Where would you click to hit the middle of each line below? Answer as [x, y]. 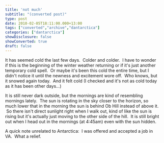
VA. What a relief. [23, 136]
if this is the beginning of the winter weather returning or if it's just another [81, 65]
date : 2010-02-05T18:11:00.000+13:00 [44, 23]
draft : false [18, 46]
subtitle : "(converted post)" [36, 14]
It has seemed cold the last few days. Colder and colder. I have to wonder [81, 60]
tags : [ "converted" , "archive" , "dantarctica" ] [52, 28]
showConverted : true [26, 42]
